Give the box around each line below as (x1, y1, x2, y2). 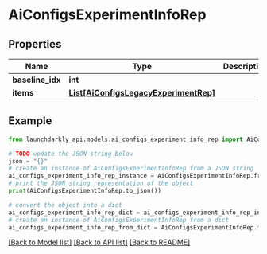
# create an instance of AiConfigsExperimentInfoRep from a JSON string (8, 165, 254, 173)
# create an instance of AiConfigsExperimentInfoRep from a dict (8, 216, 229, 224)
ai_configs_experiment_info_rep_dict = (8, 209, 141, 217)
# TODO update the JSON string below (8, 150, 133, 158)
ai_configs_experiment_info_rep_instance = (8, 172, 155, 180)
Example (8, 114, 52, 128)
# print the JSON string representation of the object (8, 179, 194, 188)
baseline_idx (12, 74, 61, 85)
